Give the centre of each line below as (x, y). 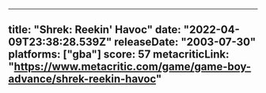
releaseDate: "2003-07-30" (185, 42)
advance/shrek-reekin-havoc (82, 79)
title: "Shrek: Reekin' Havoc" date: (95, 30)
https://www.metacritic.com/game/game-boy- (133, 67)
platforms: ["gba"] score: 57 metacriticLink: (119, 55)
